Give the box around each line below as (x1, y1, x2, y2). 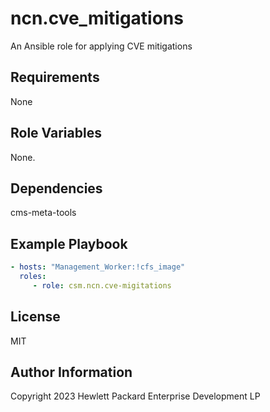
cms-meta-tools (10, 207, 77, 219)
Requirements (10, 69, 100, 86)
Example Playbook (10, 235, 128, 252)
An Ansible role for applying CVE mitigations (10, 40, 193, 52)
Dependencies (10, 180, 103, 197)
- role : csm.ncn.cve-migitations (32, 280, 172, 291)
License (10, 308, 61, 326)
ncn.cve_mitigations (10, 7, 184, 30)
